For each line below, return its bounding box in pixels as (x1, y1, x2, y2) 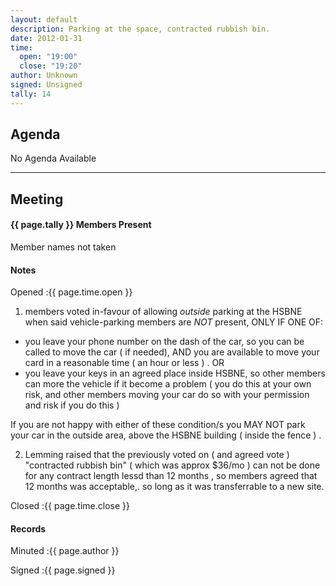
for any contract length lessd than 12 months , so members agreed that (24, 470, 318, 482)
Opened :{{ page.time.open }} (10, 286, 133, 298)
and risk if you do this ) (24, 399, 120, 411)
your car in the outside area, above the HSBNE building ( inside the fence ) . (10, 429, 322, 441)
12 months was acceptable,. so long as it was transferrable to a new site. (24, 481, 325, 493)
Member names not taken (10, 241, 117, 253)
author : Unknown (10, 71, 78, 81)
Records (10, 522, 47, 535)
